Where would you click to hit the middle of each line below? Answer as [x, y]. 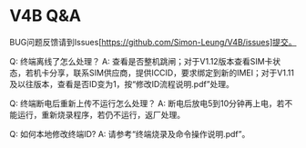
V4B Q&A [46, 16]
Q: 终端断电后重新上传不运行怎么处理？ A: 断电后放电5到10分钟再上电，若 [147, 103]
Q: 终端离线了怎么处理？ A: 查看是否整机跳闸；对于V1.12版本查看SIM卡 [141, 61]
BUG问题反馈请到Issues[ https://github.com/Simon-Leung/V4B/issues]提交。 [153, 42]
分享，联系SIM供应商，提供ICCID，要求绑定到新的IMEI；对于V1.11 [171, 73]
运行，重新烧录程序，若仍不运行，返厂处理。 [101, 114]
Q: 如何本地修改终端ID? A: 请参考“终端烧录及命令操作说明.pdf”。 [130, 133]
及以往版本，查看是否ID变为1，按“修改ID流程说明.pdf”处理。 [122, 84]
